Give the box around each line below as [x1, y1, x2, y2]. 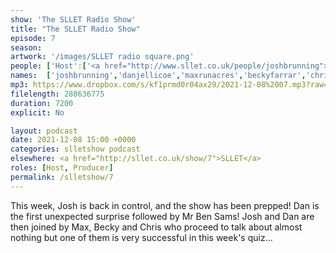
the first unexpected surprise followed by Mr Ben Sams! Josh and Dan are [10, 210, 315, 222]
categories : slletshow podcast [10, 144, 141, 155]
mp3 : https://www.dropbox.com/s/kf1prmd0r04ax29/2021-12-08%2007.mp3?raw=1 [10, 80, 333, 90]
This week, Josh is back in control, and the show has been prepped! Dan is [10, 199, 320, 211]
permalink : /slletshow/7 [10, 172, 114, 182]
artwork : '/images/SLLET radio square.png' [10, 52, 195, 62]
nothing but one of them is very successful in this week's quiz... [10, 231, 273, 243]
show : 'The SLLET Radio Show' [10, 14, 137, 25]
